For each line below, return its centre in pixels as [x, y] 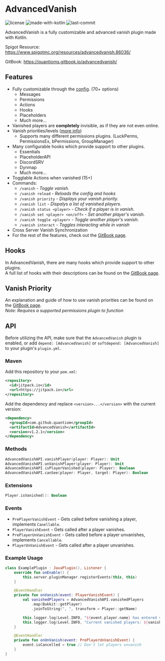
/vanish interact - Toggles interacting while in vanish [75, 225]
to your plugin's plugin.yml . [33, 348]
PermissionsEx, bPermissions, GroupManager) [67, 141]
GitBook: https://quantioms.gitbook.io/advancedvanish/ [61, 61]
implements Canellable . [36, 524]
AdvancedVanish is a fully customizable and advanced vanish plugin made [81, 32]
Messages [30, 94]
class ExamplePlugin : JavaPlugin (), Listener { [56, 568]
